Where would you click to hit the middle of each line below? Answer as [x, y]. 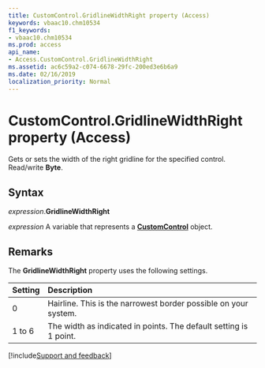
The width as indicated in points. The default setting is [147, 326]
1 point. [62, 336]
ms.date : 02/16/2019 [42, 74]
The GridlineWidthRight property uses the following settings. [108, 271]
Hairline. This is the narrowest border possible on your [147, 303]
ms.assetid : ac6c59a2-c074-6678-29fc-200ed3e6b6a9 [93, 67]
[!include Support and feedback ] [60, 355]
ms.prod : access [35, 45]
